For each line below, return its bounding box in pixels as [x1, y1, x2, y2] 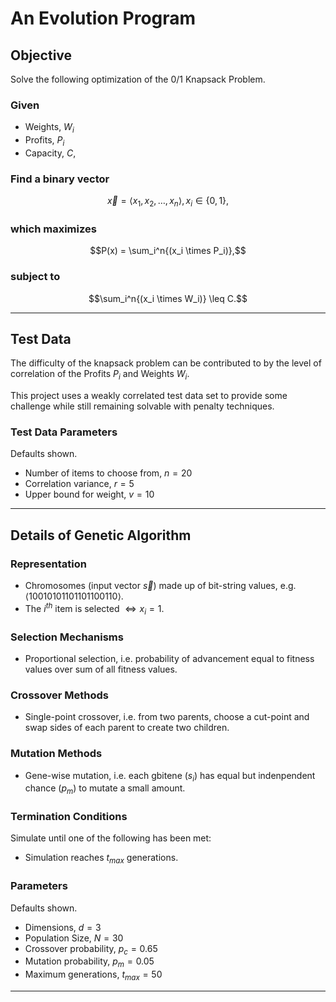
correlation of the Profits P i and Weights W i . [10, 368, 190, 382]
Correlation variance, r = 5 [24, 478, 135, 490]
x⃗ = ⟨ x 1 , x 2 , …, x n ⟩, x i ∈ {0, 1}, [106, 195, 230, 209]
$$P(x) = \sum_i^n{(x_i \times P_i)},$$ [89, 245, 247, 257]
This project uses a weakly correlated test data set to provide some [10, 390, 288, 402]
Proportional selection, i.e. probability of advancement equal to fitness [24, 652, 315, 664]
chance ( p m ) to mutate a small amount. [24, 782, 186, 797]
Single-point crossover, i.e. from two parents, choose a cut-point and [24, 711, 310, 723]
